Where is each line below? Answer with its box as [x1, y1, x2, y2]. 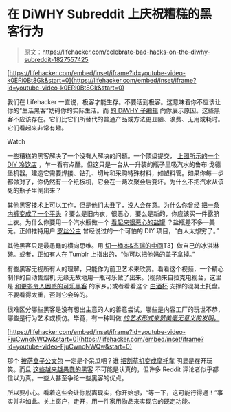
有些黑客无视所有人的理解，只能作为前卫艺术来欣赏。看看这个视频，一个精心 [7, 264, 224, 273]
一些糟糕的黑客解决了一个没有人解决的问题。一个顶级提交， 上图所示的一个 [7, 151, 220, 159]
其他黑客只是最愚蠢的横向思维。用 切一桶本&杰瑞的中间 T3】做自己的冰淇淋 [7, 241, 219, 249]
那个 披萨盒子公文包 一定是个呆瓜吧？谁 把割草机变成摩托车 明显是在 [7, 356, 201, 364]
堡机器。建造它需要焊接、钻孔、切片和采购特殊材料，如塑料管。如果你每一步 [7, 168, 224, 177]
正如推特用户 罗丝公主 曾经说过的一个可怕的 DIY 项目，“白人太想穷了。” [19, 226, 219, 235]
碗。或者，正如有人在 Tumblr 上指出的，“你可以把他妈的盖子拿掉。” [7, 250, 195, 258]
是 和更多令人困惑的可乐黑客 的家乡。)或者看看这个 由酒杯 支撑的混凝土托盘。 [7, 282, 224, 290]
